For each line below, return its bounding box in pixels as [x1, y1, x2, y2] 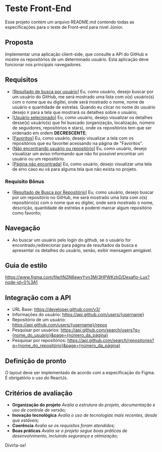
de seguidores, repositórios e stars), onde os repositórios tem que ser [12, 125, 152, 130]
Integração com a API [5, 293, 71, 302]
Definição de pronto [5, 357, 66, 365]
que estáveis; [12, 417, 39, 423]
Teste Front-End [5, 3, 72, 14]
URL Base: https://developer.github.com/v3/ [12, 307, 100, 312]
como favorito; [12, 210, 42, 216]
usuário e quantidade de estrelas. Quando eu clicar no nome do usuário [12, 104, 156, 110]
